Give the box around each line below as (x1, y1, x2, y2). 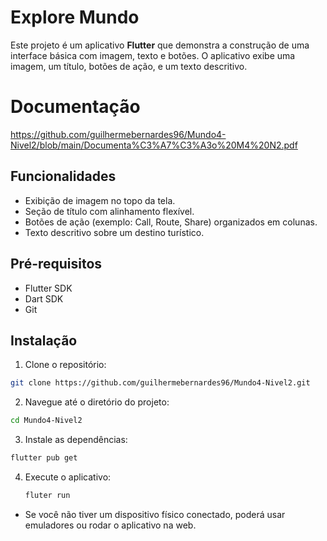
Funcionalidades (10, 168, 117, 185)
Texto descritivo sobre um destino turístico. (24, 226, 205, 238)
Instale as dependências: (24, 434, 128, 446)
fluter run (24, 490, 71, 500)
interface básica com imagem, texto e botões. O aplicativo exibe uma (10, 49, 296, 61)
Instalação (10, 332, 78, 349)
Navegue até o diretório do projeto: (24, 396, 170, 408)
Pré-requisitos (10, 256, 103, 273)
